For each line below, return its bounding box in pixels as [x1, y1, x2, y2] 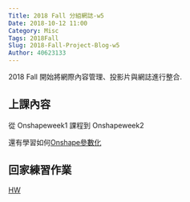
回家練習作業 [8, 164, 72, 177]
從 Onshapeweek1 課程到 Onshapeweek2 [8, 120, 144, 130]
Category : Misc [8, 26, 59, 34]
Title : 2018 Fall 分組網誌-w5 [8, 11, 104, 20]
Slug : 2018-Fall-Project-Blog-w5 [8, 42, 120, 50]
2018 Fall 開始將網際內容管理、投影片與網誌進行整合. [8, 72, 183, 81]
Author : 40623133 [8, 49, 67, 57]
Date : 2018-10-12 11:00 [8, 19, 88, 27]
